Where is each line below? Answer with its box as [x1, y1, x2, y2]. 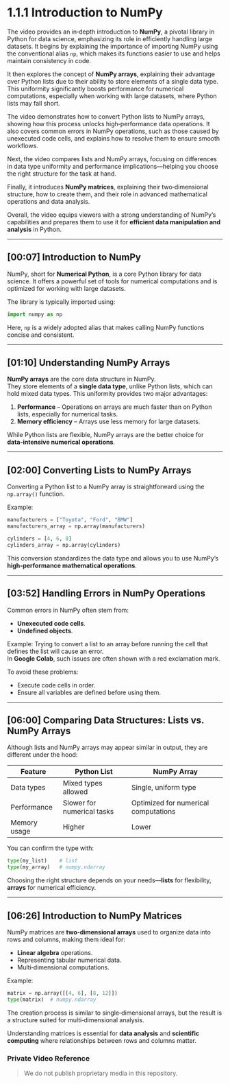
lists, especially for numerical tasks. [16, 410, 118, 419]
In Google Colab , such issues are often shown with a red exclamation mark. [7, 654, 220, 663]
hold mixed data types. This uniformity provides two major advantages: [7, 390, 208, 398]
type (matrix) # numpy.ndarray [7, 996, 97, 1003]
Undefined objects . [16, 626, 73, 635]
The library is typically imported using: [7, 297, 116, 306]
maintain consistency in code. [7, 56, 91, 64]
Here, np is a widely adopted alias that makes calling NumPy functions [7, 323, 205, 331]
